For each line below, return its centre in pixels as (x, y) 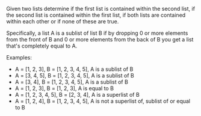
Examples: (19, 57)
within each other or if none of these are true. (63, 21)
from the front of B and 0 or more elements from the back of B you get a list (100, 39)
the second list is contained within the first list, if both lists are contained (96, 15)
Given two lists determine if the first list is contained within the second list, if (101, 9)
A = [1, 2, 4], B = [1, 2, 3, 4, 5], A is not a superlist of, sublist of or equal (103, 101)
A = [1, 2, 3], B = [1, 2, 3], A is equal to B (64, 88)
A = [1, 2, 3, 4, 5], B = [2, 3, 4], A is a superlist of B (77, 95)
